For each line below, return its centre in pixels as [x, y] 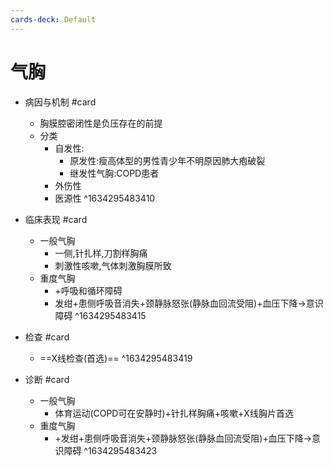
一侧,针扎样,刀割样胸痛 [101, 253]
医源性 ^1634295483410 [105, 198]
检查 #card [47, 337]
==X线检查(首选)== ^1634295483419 [116, 358]
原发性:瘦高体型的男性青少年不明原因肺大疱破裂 [167, 160]
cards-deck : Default [53, 19]
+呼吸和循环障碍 [88, 290]
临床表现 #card [56, 219]
